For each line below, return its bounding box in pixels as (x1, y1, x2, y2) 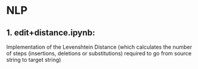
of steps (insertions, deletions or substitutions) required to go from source (6, 50, 192, 57)
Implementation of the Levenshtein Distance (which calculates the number (6, 43, 193, 50)
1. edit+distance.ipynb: (6, 28, 95, 38)
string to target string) (6, 56, 61, 63)
